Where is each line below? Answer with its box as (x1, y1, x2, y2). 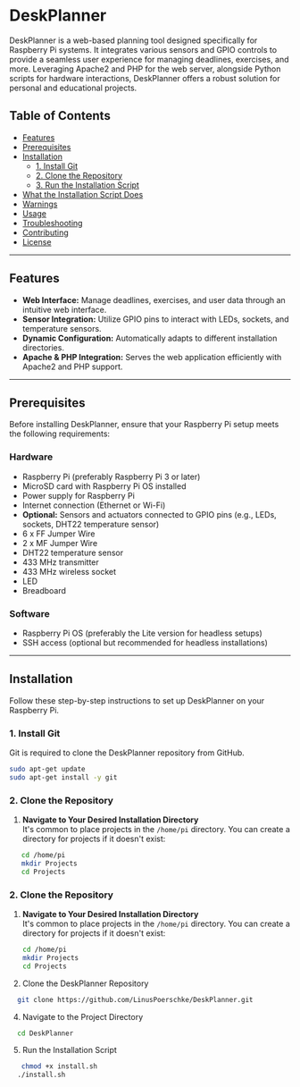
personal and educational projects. (9, 82, 137, 93)
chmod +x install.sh (21, 1062, 98, 1071)
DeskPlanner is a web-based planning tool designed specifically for (9, 35, 258, 46)
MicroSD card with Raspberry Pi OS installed (21, 480, 187, 492)
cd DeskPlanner (17, 1029, 74, 1038)
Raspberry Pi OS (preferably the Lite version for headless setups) (21, 628, 263, 638)
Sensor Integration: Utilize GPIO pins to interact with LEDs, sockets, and (21, 314, 289, 324)
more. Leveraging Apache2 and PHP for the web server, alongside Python (9, 63, 281, 74)
